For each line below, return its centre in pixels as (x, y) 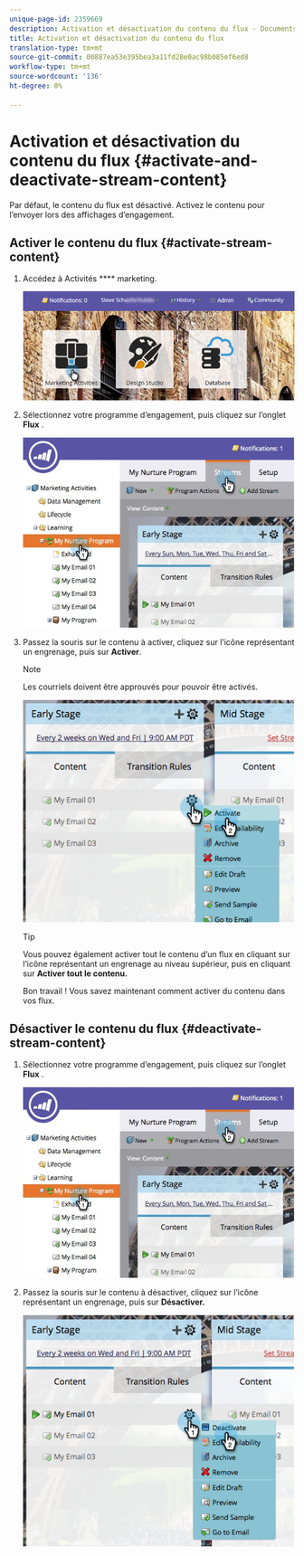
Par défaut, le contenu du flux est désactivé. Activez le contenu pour (137, 204)
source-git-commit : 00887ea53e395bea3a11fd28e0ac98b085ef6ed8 (129, 57)
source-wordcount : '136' (56, 77)
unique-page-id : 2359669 (56, 19)
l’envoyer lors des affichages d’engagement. (92, 214)
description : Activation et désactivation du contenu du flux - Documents (153, 28)
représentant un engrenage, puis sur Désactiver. (114, 1302)
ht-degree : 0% (36, 86)
